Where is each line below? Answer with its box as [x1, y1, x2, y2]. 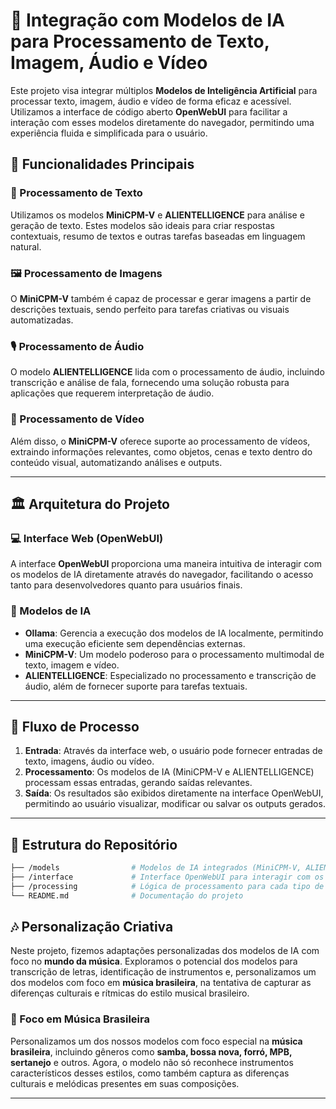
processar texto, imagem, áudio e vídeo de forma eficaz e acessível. [10, 95, 292, 107]
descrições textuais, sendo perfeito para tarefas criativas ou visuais [10, 303, 290, 315]
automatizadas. [10, 314, 74, 326]
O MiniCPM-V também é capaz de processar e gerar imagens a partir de [10, 292, 312, 304]
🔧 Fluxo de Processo [10, 718, 140, 735]
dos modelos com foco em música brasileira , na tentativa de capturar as [10, 977, 312, 989]
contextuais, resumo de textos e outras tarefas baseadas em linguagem [10, 230, 306, 242]
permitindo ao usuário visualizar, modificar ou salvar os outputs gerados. [24, 798, 326, 810]
